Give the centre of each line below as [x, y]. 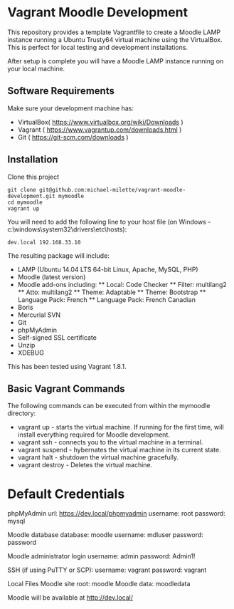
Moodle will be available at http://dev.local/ [70, 598]
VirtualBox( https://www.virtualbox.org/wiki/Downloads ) [100, 122]
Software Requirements [61, 91]
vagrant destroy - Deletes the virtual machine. [85, 465]
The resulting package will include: [59, 255]
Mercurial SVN [39, 315]
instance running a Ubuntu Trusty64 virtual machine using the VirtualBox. [115, 39]
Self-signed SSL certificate [57, 337]
